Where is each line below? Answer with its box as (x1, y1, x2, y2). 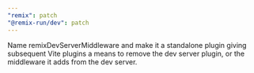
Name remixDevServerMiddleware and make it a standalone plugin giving (7, 40, 247, 49)
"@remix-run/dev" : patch (7, 19, 89, 27)
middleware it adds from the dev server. (7, 57, 138, 67)
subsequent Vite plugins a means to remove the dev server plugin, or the (7, 49, 245, 58)
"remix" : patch (7, 11, 58, 20)
